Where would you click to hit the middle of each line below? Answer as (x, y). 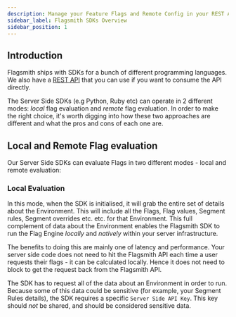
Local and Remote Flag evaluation (83, 145)
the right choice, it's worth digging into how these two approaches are (109, 116)
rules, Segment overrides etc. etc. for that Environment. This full (100, 218)
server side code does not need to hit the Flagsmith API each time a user (113, 255)
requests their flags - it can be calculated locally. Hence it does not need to (116, 262)
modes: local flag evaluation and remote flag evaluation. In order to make (113, 108)
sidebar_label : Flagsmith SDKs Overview (67, 20)
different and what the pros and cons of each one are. (85, 123)
